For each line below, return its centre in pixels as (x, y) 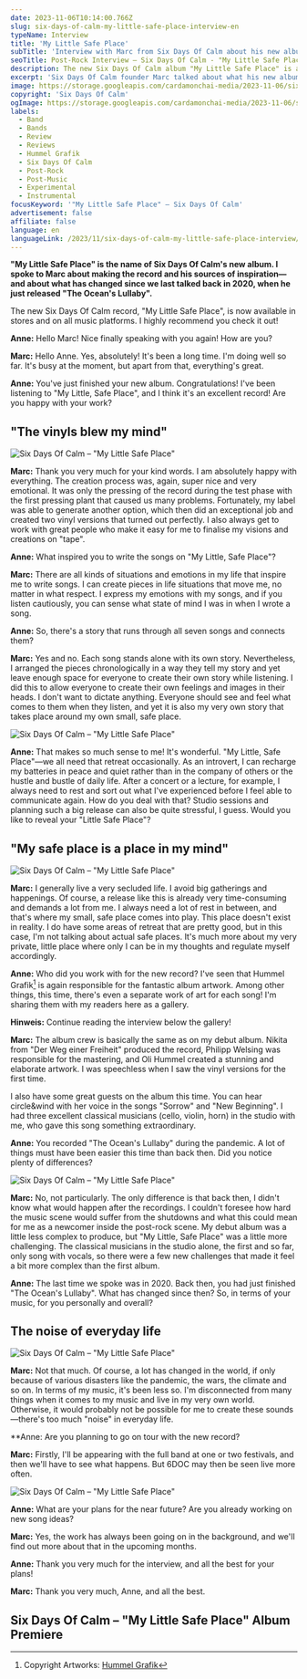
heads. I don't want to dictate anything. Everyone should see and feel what (151, 697)
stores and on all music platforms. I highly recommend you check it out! (144, 321)
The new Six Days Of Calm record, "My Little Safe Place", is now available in (153, 311)
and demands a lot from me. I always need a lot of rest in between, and (143, 907)
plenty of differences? (52, 1162)
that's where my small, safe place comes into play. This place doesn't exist (150, 917)
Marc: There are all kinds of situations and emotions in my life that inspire (148, 575)
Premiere (37, 1634)
